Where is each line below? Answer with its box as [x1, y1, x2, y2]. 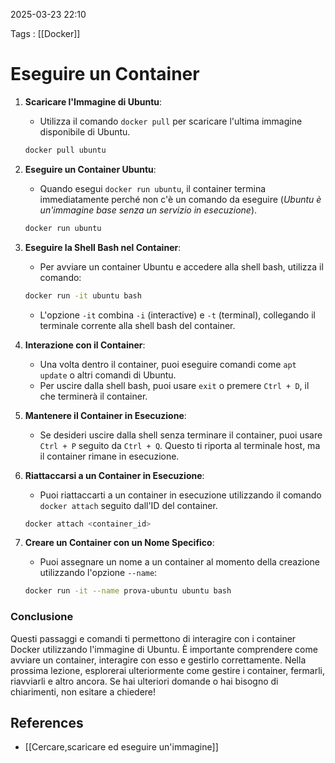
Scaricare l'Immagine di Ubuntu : [24, 95, 163, 108]
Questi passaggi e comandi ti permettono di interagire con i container [10, 632, 297, 644]
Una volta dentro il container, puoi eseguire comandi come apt [39, 358, 297, 370]
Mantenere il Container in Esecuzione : [24, 409, 187, 421]
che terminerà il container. [39, 390, 148, 402]
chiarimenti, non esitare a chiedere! [10, 685, 157, 698]
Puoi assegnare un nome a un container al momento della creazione [39, 556, 320, 568]
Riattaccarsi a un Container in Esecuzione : [24, 469, 205, 481]
